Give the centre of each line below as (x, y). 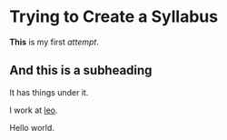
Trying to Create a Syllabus (114, 17)
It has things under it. (49, 92)
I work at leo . (34, 110)
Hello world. (32, 127)
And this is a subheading (81, 70)
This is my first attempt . (54, 42)
